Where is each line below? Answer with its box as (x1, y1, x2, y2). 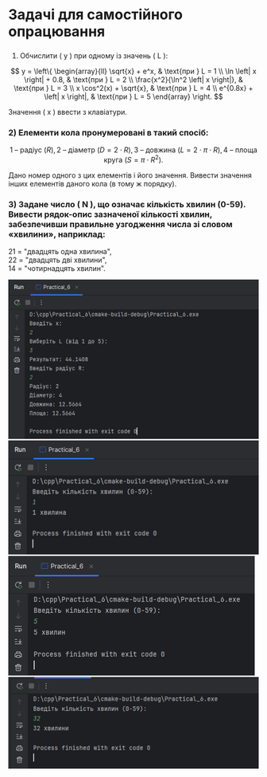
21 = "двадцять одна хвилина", (8, 247, 113, 257)
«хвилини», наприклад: (8, 229, 106, 240)
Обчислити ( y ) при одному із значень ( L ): (19, 51, 168, 61)
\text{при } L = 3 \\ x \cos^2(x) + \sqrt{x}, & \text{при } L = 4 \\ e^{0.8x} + (14, 84, 253, 93)
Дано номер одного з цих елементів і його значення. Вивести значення (8, 171, 252, 180)
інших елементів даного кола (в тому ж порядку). (8, 179, 177, 189)
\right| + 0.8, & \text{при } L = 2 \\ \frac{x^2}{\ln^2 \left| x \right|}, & (23, 75, 244, 84)
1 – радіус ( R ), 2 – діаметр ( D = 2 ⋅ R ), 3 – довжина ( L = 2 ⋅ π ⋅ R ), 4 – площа (9, 145, 258, 155)
